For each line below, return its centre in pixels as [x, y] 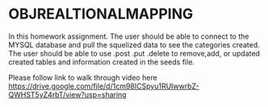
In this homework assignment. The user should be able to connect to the [129, 36]
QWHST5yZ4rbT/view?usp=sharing [67, 94]
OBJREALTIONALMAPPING [101, 14]
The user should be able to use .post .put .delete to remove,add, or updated [134, 53]
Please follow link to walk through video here [83, 77]
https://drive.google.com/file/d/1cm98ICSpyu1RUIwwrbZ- [104, 86]
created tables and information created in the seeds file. [102, 62]
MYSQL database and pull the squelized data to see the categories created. [134, 44]
